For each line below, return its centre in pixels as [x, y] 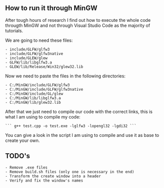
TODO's [18, 156]
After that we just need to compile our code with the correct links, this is [79, 112]
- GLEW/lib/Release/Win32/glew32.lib [44, 66]
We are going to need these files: [39, 40]
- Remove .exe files [27, 167]
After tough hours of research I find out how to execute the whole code [78, 20]
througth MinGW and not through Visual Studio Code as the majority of [78, 25]
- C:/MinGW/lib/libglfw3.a [33, 98]
